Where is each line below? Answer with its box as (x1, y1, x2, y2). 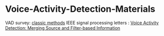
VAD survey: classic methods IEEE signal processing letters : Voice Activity (5, 20, 159, 26)
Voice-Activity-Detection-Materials (5, 3, 156, 15)
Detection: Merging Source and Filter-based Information (5, 25, 121, 31)
